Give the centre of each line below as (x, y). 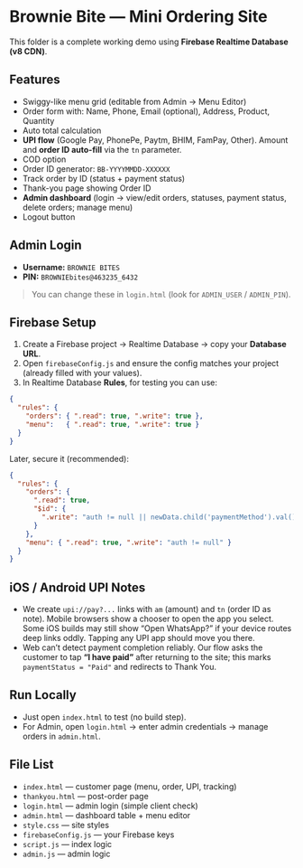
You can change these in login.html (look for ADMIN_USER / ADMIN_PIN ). (161, 294)
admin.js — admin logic (66, 854)
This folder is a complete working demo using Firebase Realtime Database (149, 42)
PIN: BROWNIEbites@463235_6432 (80, 277)
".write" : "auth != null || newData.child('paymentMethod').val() (169, 517)
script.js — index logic (67, 844)
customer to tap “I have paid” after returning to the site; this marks (147, 657)
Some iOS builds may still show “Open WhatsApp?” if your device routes (157, 628)
